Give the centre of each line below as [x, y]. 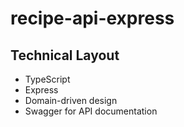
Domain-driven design [71, 100]
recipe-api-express [92, 18]
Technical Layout [65, 55]
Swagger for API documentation [91, 111]
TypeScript [47, 79]
